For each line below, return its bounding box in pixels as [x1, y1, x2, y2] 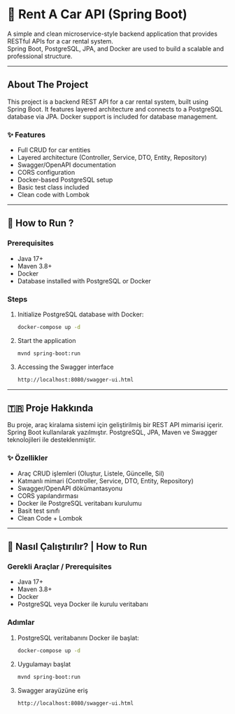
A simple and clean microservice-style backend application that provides [7, 29, 218, 38]
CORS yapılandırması [17, 491, 79, 500]
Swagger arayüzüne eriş [17, 686, 89, 694]
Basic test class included [17, 183, 90, 191]
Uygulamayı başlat [17, 659, 71, 668]
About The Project [7, 79, 89, 90]
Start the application [17, 336, 76, 344]
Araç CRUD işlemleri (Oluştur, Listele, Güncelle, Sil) [17, 469, 164, 478]
